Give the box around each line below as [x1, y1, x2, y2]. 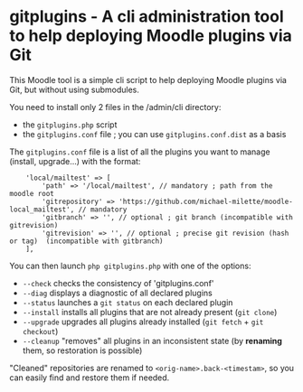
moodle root [9, 189, 54, 198]
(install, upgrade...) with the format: [9, 155, 141, 166]
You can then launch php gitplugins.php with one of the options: [9, 260, 251, 271]
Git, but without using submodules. [9, 84, 140, 95]
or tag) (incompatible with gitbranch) [9, 237, 165, 246]
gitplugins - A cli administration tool [9, 6, 285, 27]
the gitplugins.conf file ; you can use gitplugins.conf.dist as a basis [22, 128, 287, 139]
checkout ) [22, 325, 59, 336]
